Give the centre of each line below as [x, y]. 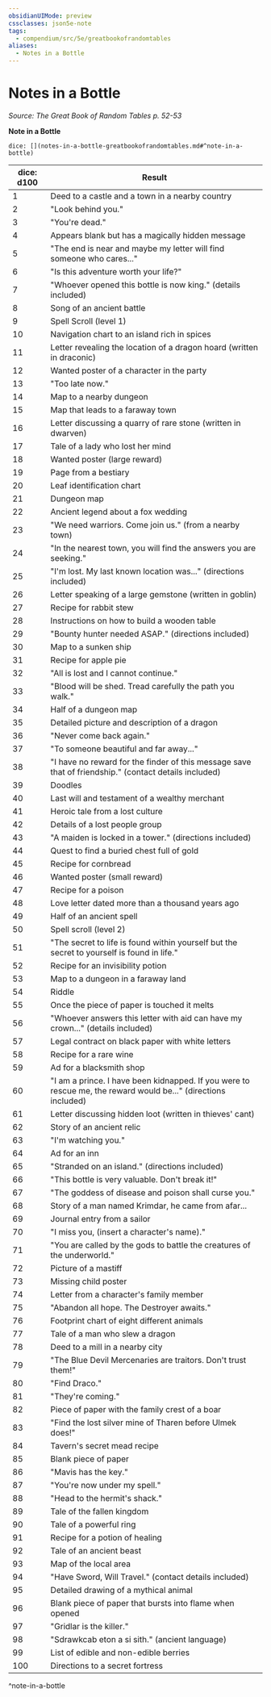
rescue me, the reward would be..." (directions [138, 1090]
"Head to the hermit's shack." [106, 1498]
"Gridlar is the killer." [90, 1626]
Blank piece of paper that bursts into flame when [142, 1603]
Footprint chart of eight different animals [127, 1320]
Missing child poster [89, 1281]
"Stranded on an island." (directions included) [137, 1166]
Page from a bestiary [90, 472]
